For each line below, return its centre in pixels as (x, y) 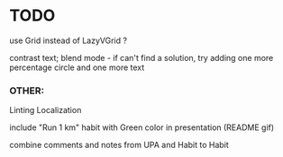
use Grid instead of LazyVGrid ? (68, 40)
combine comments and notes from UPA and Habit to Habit (119, 145)
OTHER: (27, 91)
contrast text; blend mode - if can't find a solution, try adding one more (141, 57)
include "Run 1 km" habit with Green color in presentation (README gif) (142, 127)
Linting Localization (46, 110)
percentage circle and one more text (77, 67)
